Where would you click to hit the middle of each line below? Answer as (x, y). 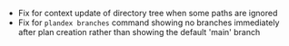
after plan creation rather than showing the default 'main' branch (139, 32)
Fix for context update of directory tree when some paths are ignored (148, 13)
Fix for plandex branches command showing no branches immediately (149, 23)
